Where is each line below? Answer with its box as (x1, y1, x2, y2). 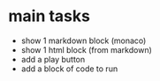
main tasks (8, 6, 90, 26)
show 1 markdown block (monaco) (20, 35, 147, 46)
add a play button (20, 54, 86, 64)
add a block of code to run (20, 63, 118, 74)
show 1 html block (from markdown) (20, 44, 152, 55)
